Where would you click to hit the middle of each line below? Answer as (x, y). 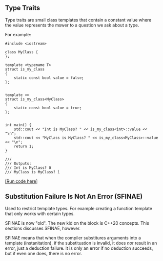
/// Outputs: (18, 164)
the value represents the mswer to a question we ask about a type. (72, 25)
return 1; (24, 146)
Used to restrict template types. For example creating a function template (79, 208)
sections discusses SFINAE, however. (43, 228)
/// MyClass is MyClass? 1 (32, 172)
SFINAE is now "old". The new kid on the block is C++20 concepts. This (77, 223)
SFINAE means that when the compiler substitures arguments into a (73, 237)
